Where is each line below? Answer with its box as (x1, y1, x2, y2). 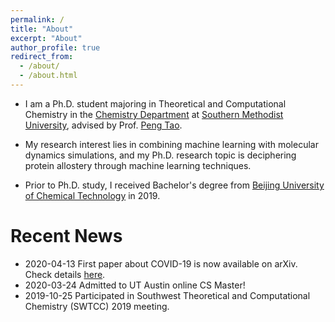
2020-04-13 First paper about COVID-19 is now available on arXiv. (24, 257, 298, 270)
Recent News (10, 225, 123, 248)
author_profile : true (10, 42, 101, 53)
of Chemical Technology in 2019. (24, 189, 161, 201)
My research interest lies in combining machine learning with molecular (24, 138, 319, 150)
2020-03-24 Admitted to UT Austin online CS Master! (24, 279, 246, 291)
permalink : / (10, 14, 65, 25)
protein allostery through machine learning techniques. (24, 159, 252, 171)
